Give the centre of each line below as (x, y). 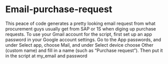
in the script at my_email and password (46, 56)
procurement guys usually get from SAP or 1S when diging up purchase (81, 28)
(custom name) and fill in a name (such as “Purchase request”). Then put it (84, 50)
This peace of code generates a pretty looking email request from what (80, 23)
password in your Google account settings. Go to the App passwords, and (83, 40)
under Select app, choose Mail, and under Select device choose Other (79, 45)
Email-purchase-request (59, 9)
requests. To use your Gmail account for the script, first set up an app (79, 34)
